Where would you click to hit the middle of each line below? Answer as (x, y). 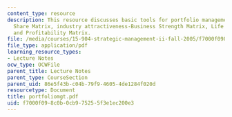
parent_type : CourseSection (48, 77)
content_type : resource (41, 13)
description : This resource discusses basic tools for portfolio (103, 20)
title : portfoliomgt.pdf (43, 97)
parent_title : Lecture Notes (49, 71)
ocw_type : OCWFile (33, 65)
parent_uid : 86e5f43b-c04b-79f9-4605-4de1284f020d (81, 84)
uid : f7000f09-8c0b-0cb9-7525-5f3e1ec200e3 (71, 103)
